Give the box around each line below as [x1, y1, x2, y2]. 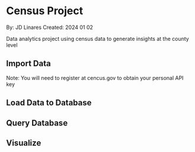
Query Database [6, 118, 68, 128]
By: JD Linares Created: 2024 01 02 [6, 24, 94, 31]
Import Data [6, 59, 52, 69]
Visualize [6, 138, 41, 148]
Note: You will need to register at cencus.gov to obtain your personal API [6, 74, 184, 81]
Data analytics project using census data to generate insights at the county [6, 35, 190, 42]
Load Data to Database [6, 98, 92, 108]
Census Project [6, 4, 84, 18]
